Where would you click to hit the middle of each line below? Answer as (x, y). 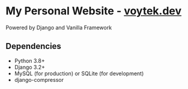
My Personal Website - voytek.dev (94, 11)
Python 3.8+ (30, 60)
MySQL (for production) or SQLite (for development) (79, 73)
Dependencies (33, 46)
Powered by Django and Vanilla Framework (59, 27)
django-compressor (39, 79)
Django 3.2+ (30, 67)
